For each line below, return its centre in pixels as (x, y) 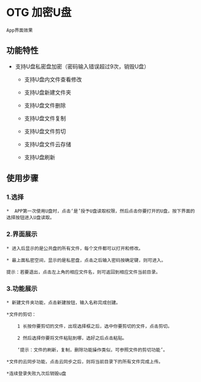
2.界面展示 (22, 234)
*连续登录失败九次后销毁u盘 (37, 374)
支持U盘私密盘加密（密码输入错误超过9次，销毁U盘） (82, 66)
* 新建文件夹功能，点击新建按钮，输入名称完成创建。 (63, 303)
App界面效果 (20, 30)
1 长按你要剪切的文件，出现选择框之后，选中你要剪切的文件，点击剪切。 (95, 326)
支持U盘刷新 (40, 157)
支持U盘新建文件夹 (48, 92)
